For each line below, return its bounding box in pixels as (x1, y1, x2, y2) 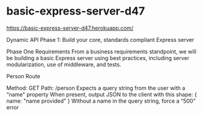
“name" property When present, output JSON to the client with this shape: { (6, 90, 197, 98)
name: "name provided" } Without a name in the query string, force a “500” (6, 97, 196, 104)
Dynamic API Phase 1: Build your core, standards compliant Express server (6, 36, 194, 43)
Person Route (6, 72, 41, 80)
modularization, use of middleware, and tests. (6, 61, 122, 68)
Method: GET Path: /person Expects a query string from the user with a (6, 84, 185, 92)
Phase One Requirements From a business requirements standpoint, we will (6, 47, 197, 55)
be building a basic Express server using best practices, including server (6, 54, 190, 61)
